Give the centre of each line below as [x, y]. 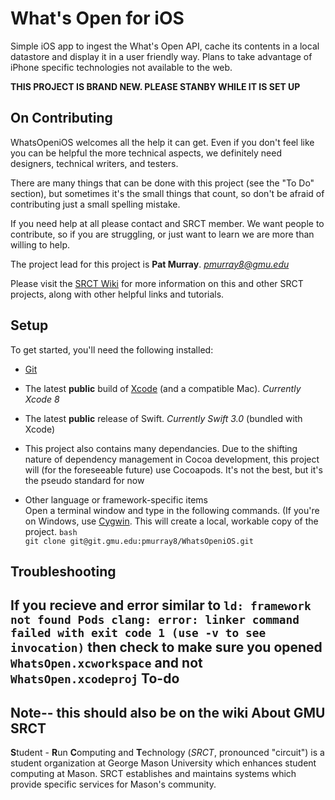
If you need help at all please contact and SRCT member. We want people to [167, 223]
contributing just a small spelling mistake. [95, 204]
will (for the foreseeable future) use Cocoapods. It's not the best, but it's [173, 469]
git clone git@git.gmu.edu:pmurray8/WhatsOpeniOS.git [139, 541]
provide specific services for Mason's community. [113, 784]
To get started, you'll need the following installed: [112, 349]
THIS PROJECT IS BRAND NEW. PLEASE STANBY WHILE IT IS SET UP [155, 86]
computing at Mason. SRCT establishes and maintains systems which [153, 774]
